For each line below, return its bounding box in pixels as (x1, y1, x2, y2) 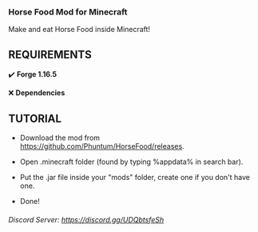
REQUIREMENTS (8, 47, 92, 62)
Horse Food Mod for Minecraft (8, 6, 128, 18)
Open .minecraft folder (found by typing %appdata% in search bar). (19, 157, 244, 166)
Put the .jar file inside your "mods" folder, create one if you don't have (19, 172, 250, 182)
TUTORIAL (8, 111, 62, 126)
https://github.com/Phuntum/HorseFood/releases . (19, 141, 185, 150)
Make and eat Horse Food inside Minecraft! (8, 25, 150, 34)
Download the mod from (19, 133, 101, 142)
